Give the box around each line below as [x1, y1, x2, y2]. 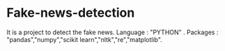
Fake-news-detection [6, 5, 135, 21]
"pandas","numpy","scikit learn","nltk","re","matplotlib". [6, 35, 163, 43]
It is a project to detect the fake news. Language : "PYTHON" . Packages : [6, 28, 219, 36]
